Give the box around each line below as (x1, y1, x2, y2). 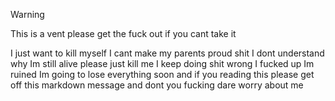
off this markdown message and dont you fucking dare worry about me (10, 79, 304, 91)
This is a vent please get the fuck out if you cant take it (10, 28, 237, 39)
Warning (10, 9, 45, 20)
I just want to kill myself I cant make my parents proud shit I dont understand (10, 47, 325, 59)
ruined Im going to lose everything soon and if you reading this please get (10, 69, 315, 80)
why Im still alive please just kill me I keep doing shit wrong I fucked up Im (10, 58, 315, 69)
